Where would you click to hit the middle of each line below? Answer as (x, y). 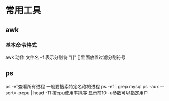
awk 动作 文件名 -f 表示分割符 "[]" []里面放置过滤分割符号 (66, 57)
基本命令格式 (21, 45)
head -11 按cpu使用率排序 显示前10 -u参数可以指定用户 (91, 93)
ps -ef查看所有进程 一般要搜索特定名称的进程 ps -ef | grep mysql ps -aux (82, 86)
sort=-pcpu (17, 93)
